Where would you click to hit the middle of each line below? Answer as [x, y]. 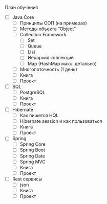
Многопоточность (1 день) [48, 69]
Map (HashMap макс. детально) [62, 63]
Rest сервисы [27, 179]
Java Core [23, 17]
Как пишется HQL [39, 116]
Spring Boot [33, 150]
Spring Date [33, 156]
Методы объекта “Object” [48, 29]
